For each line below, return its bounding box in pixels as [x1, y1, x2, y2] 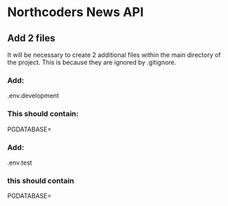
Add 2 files [7, 32, 56, 44]
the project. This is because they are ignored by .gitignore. [7, 58, 177, 67]
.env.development [7, 92, 60, 100]
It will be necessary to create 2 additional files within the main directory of [7, 50, 221, 59]
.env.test [7, 158, 33, 167]
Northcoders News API [7, 4, 144, 20]
